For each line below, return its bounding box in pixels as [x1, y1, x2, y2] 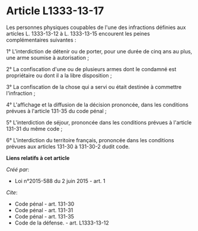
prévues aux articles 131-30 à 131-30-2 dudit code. [6, 143, 130, 150]
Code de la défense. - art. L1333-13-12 [14, 219, 110, 226]
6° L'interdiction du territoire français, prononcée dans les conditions [6, 136, 174, 143]
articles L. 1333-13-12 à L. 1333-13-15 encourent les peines [6, 30, 150, 37]
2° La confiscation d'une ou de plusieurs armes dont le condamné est [6, 65, 177, 72]
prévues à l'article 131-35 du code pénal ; [6, 107, 107, 114]
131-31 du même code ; [6, 125, 63, 132]
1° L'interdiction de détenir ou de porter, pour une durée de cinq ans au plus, [6, 47, 193, 54]
